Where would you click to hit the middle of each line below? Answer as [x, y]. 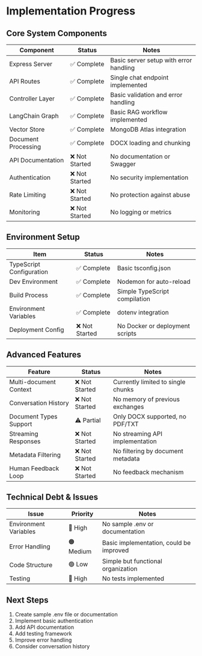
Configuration [29, 272]
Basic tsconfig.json [144, 268]
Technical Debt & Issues [52, 497]
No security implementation [149, 177]
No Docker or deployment [154, 326]
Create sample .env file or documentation [66, 615]
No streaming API [138, 434]
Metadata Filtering [35, 455]
